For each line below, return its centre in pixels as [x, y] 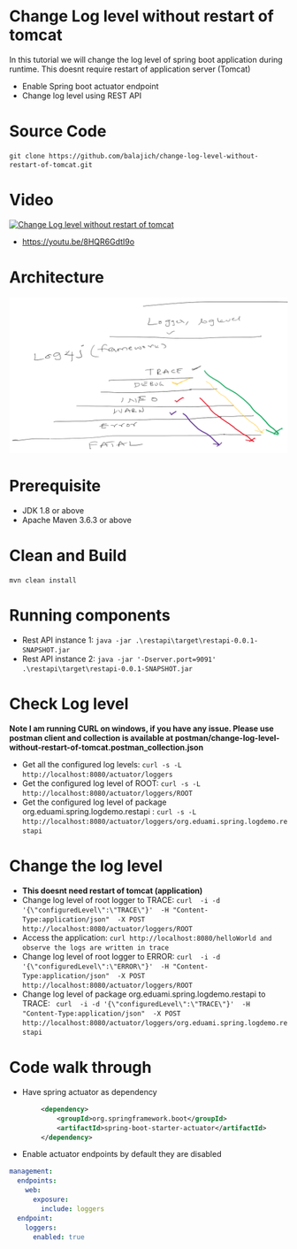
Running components [90, 616]
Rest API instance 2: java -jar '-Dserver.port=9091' [119, 659]
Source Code [58, 131]
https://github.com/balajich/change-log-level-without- [153, 156]
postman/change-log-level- [227, 738]
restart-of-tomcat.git [51, 165]
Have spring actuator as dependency [89, 1091]
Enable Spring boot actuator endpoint [90, 86]
